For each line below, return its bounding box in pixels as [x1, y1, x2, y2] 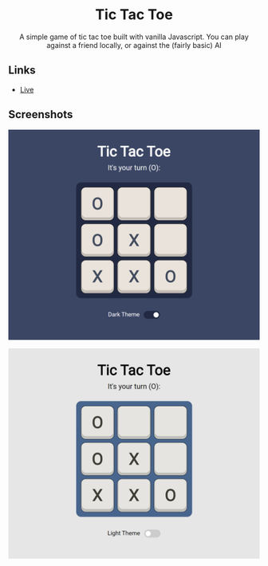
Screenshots [8, 108, 73, 121]
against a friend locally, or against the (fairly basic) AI [46, 40, 222, 49]
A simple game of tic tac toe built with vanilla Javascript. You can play [19, 32, 249, 41]
